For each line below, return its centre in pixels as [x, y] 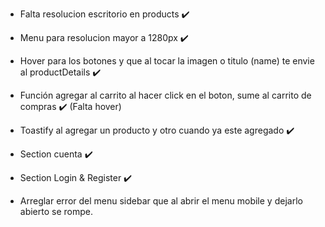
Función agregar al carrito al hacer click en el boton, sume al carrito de [165, 95]
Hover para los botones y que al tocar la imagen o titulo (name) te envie [167, 61]
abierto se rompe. [56, 211]
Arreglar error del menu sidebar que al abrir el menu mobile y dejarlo [161, 201]
